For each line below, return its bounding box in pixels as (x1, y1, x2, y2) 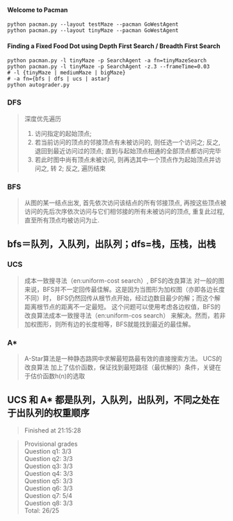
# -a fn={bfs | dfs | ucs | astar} (7, 75, 111, 83)
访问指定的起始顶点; (34, 129, 92, 137)
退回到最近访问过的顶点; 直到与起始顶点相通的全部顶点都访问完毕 (34, 146, 221, 155)
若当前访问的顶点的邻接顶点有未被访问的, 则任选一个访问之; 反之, (34, 138, 220, 146)
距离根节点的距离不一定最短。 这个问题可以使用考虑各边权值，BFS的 (24, 302, 221, 311)
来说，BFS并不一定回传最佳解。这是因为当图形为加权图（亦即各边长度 (24, 285, 225, 293)
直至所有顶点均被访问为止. (24, 216, 99, 224)
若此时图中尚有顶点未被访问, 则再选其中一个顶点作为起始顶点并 (34, 155, 216, 164)
